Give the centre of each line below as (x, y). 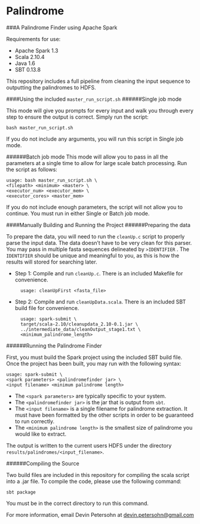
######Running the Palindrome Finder (54, 345)
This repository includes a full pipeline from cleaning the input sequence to (98, 81)
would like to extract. (41, 434)
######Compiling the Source (43, 463)
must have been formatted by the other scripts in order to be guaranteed (104, 415)
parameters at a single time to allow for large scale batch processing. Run (97, 163)
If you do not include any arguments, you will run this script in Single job (95, 139)
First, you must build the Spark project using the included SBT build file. (94, 357)
